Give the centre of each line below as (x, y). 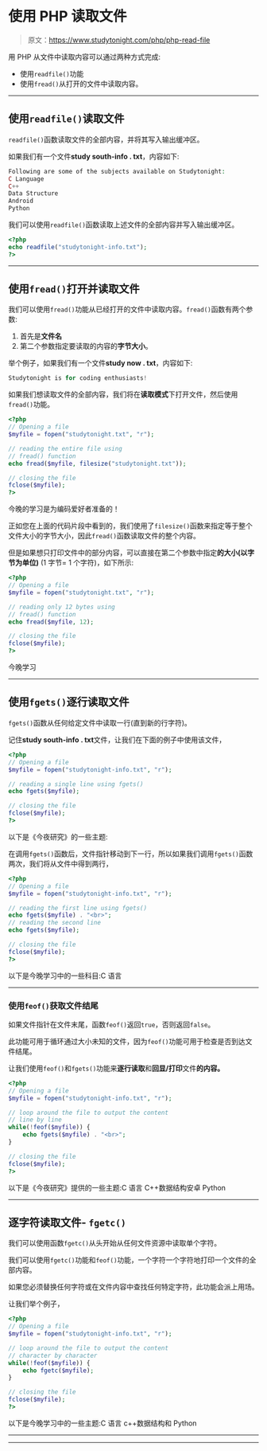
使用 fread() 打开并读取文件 (74, 289)
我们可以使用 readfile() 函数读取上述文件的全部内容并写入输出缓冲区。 (124, 225)
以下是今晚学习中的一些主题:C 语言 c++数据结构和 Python (103, 1423)
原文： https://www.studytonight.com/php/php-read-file (119, 40)
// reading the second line (55, 923)
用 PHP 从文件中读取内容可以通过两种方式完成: (85, 57)
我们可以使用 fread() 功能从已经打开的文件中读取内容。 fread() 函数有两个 (127, 309)
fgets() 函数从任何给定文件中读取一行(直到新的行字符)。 (100, 722)
